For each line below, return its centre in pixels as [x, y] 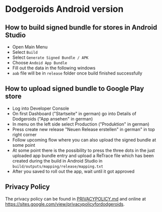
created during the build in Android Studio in [57, 161]
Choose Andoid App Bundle [40, 63]
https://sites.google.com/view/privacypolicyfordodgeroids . [65, 204]
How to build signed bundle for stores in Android [81, 27]
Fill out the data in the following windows [54, 68]
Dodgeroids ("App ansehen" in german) [52, 119]
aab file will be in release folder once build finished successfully [77, 73]
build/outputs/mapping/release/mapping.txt [58, 167]
